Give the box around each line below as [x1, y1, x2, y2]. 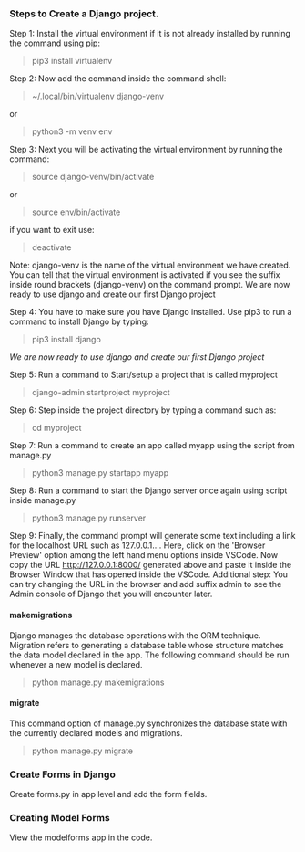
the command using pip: [9, 37, 100, 48]
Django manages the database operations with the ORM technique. [9, 629, 261, 641]
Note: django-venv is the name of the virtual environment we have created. [9, 259, 291, 271]
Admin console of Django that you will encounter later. [9, 588, 213, 600]
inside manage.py [9, 495, 76, 506]
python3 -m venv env [31, 126, 113, 137]
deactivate [31, 242, 72, 253]
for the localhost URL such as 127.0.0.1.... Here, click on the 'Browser [9, 540, 266, 551]
